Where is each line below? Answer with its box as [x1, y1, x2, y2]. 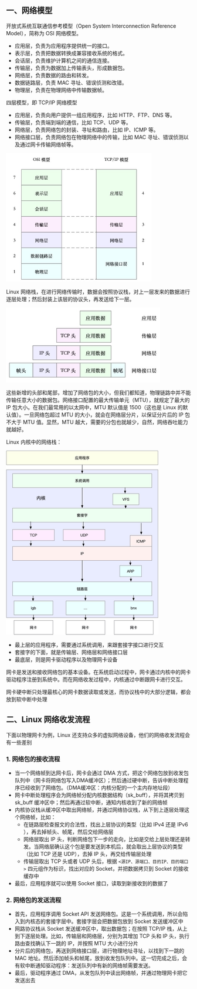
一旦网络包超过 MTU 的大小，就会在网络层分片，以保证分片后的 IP [23, 411, 184, 418]
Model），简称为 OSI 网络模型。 [6, 29, 82, 37]
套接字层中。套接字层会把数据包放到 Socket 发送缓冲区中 [45, 918, 184, 925]
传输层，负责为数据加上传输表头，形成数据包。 [14, 64, 128, 71]
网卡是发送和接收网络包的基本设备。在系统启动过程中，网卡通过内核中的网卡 [6, 669, 191, 676]
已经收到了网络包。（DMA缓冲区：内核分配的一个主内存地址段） [19, 784, 174, 791]
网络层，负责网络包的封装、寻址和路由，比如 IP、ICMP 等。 [14, 126, 159, 133]
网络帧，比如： [19, 813, 56, 821]
